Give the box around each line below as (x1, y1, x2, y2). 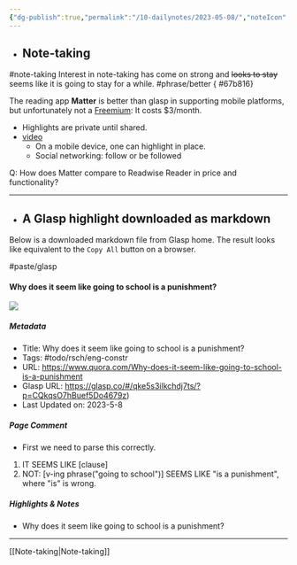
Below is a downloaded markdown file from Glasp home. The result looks (9, 235, 276, 245)
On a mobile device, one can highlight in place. (34, 141, 206, 151)
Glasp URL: (21, 381, 64, 391)
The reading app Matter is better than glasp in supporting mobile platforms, (9, 96, 285, 106)
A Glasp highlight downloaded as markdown (21, 211, 271, 226)
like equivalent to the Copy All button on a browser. (9, 244, 196, 255)
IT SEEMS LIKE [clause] (21, 460, 109, 470)
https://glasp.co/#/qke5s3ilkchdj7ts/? (65, 381, 202, 391)
